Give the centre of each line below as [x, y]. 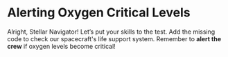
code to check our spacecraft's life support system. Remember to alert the [114, 38]
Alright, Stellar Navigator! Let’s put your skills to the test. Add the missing [111, 32]
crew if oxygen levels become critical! [61, 46]
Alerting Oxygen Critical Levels [99, 13]
